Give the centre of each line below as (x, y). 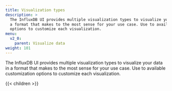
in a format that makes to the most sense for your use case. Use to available (85, 68)
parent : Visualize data (40, 43)
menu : (11, 34)
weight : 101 (18, 48)
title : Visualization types (35, 10)
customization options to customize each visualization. (63, 73)
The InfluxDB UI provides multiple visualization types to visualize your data (84, 62)
